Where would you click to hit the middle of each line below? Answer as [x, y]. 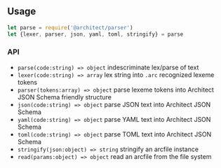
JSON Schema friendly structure [65, 97]
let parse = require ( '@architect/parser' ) [70, 27]
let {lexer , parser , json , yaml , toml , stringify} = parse [95, 34]
